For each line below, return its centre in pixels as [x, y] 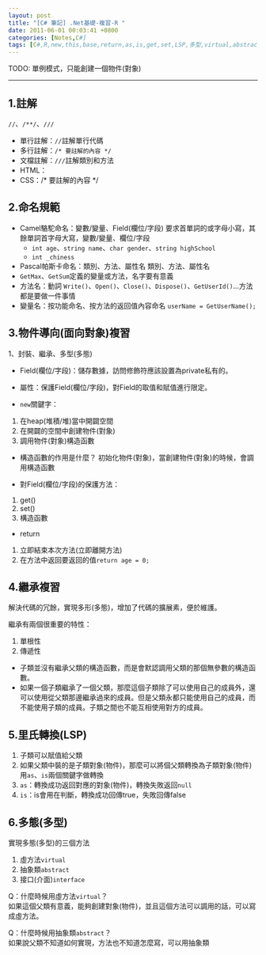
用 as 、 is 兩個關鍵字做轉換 [62, 775]
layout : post [30, 15]
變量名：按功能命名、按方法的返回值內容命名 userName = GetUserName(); [138, 305]
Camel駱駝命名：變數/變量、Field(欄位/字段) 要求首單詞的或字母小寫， [134, 228]
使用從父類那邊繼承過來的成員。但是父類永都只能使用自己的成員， [141, 698]
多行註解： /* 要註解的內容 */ [66, 150]
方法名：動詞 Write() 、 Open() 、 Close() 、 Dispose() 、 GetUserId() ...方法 [136, 286]
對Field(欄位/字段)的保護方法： [70, 484]
